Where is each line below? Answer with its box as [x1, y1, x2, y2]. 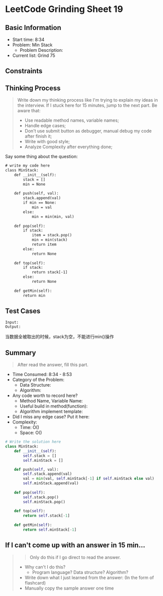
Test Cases [5, 307, 41, 315]
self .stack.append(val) [23, 471, 72, 477]
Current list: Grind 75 [12, 52, 56, 58]
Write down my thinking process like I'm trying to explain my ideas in [17, 97, 158, 103]
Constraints [5, 67, 43, 75]
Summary [5, 348, 36, 357]
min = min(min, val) [31, 214, 75, 219]
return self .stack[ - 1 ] [23, 513, 70, 518]
